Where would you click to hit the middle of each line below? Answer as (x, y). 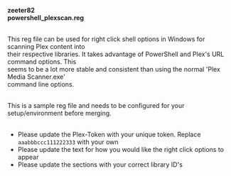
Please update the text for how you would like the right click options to (121, 149)
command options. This (42, 62)
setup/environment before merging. (59, 113)
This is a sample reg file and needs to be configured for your (96, 105)
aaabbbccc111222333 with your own (68, 142)
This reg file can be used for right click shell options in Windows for (106, 39)
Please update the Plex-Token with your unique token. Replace (109, 134)
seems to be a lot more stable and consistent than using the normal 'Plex (114, 69)
